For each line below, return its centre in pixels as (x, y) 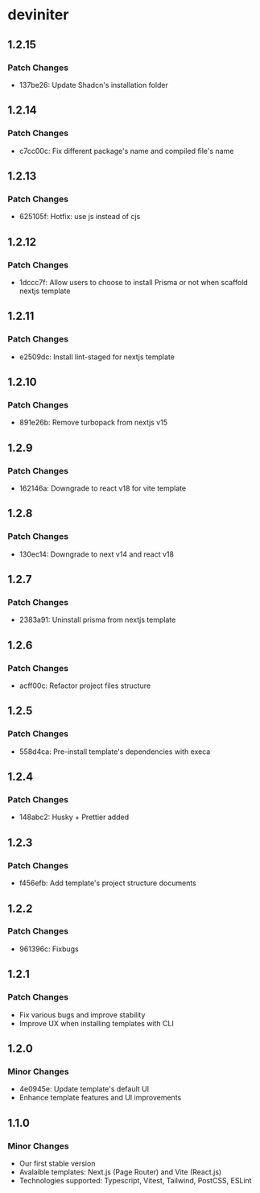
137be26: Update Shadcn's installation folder (93, 85)
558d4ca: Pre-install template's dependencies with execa (115, 752)
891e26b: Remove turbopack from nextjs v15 (93, 423)
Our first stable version (57, 1163)
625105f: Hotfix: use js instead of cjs (80, 217)
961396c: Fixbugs (49, 949)
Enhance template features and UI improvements (100, 1098)
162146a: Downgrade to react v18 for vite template (103, 488)
